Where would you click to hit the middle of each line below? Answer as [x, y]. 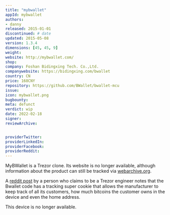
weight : [13, 52]
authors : [15, 19]
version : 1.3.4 [21, 43]
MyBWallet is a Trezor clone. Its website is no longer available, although [80, 166]
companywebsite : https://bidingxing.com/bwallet [58, 72]
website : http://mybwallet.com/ [39, 57]
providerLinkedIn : [25, 142]
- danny [13, 24]
